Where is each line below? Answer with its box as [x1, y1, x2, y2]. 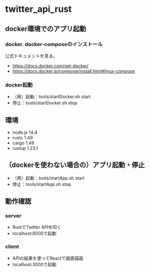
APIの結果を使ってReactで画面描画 [12, 255, 83, 261]
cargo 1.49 [12, 140, 35, 146]
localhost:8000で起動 [12, 230, 57, 237]
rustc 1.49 [12, 134, 33, 140]
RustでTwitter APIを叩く [12, 224, 62, 230]
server [5, 212, 21, 219]
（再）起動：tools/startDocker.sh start [12, 93, 91, 100]
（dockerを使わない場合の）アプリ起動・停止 [5, 161, 145, 170]
